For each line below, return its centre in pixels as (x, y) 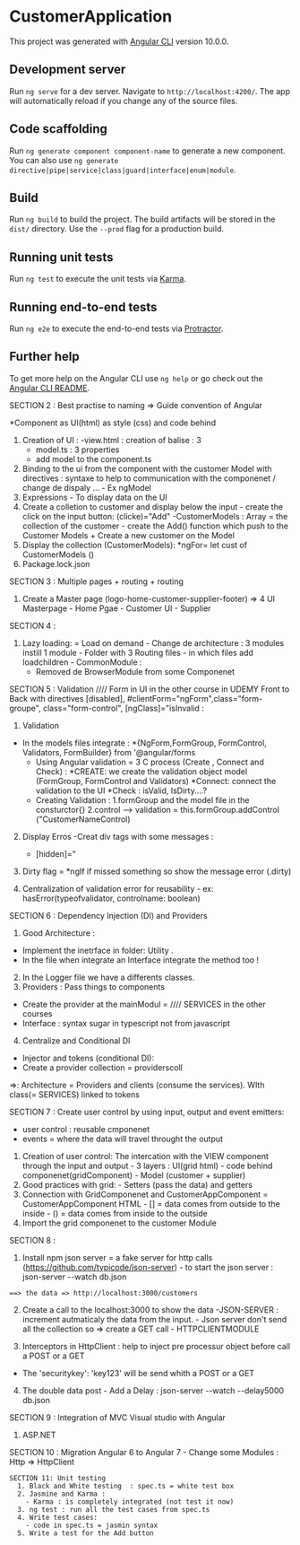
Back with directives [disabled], (67, 698)
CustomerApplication (91, 17)
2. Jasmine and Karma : (61, 1494)
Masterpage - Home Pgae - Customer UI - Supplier (116, 608)
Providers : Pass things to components (94, 986)
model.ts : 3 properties (77, 450)
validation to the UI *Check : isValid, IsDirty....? (121, 790)
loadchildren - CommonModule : (82, 662)
